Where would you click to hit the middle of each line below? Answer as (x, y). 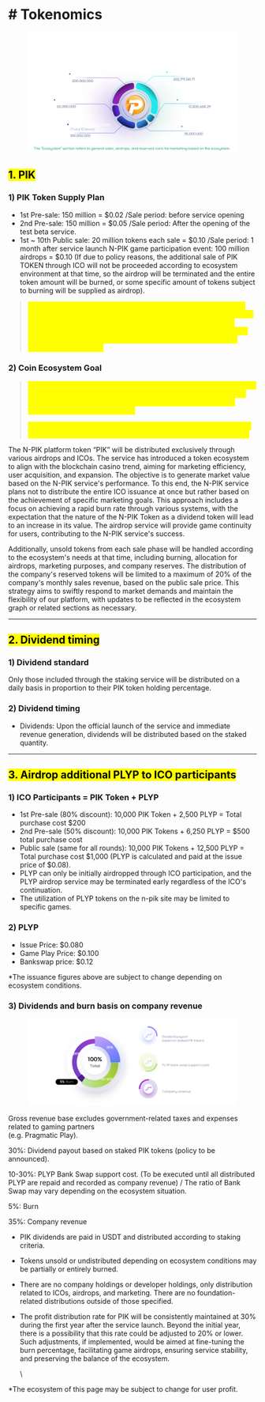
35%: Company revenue (48, 1221)
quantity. (34, 743)
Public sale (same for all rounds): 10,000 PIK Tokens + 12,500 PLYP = (132, 848)
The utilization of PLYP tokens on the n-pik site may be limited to (125, 898)
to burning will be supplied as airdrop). (82, 290)
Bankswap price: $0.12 (56, 962)
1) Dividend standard (49, 663)
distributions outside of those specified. (109, 1301)
